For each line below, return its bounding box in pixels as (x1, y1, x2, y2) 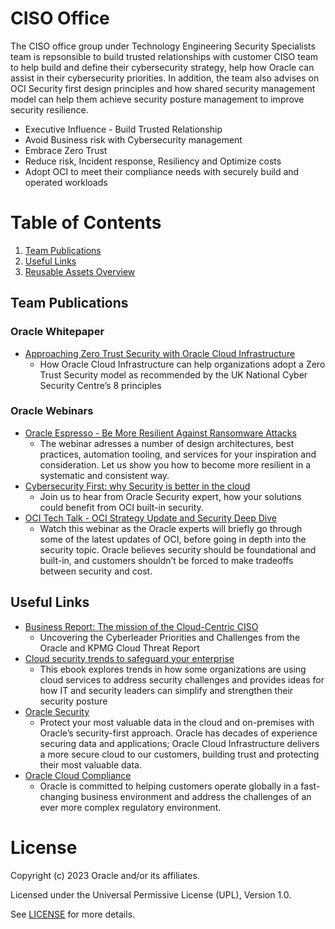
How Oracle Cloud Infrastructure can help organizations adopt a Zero (39, 358, 326, 370)
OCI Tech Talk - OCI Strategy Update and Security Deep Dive (24, 512, 278, 524)
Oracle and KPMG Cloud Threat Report (39, 642, 200, 654)
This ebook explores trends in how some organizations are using (39, 663, 307, 675)
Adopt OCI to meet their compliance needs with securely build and (24, 165, 300, 177)
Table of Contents (10, 212, 162, 234)
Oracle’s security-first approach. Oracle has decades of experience (39, 727, 318, 739)
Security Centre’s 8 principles (39, 379, 162, 391)
